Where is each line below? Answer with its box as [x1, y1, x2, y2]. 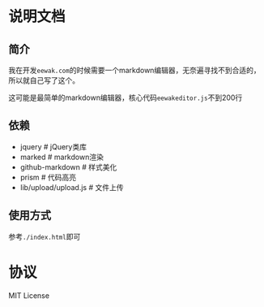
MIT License [8, 290, 50, 301]
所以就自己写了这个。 [8, 76, 79, 85]
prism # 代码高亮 [19, 172, 77, 182]
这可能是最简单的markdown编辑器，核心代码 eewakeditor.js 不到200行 [8, 93, 243, 102]
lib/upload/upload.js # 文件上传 [19, 182, 124, 192]
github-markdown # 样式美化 [19, 162, 117, 171]
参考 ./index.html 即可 [8, 231, 81, 241]
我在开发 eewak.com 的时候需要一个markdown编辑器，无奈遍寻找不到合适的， [8, 66, 261, 75]
